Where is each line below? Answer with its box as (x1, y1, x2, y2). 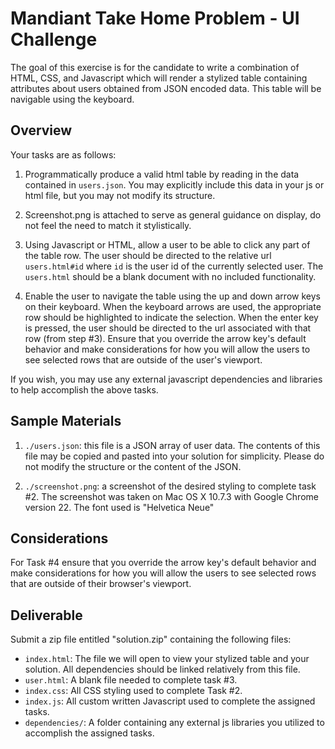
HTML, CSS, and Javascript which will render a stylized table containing (10, 72, 308, 84)
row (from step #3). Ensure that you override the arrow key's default (24, 332, 307, 344)
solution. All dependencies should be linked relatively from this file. (24, 663, 301, 676)
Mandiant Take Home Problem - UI (10, 7, 300, 30)
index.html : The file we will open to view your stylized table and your (24, 653, 310, 665)
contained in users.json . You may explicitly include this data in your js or (24, 178, 325, 191)
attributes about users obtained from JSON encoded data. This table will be (10, 82, 322, 94)
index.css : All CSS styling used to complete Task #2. (24, 685, 243, 697)
